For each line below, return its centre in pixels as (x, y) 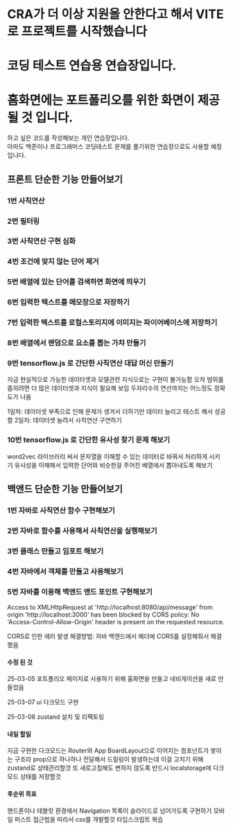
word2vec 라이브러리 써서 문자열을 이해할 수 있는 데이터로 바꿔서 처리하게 (107, 456)
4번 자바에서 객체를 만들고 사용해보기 (65, 571)
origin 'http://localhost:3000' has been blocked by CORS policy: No (103, 615)
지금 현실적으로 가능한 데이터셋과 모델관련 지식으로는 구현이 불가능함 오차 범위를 (115, 380)
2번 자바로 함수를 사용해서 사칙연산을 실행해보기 (82, 531)
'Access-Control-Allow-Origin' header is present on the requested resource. (116, 622)
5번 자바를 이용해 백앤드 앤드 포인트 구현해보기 (80, 592)
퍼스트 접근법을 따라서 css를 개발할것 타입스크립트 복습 (89, 819)
